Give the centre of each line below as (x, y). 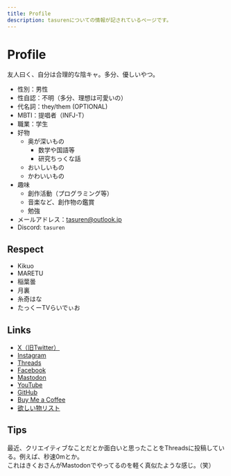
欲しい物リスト (38, 408)
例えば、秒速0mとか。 (51, 457)
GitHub (27, 393)
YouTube (30, 385)
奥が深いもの (46, 141)
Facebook (32, 370)
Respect (25, 249)
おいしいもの (46, 167)
